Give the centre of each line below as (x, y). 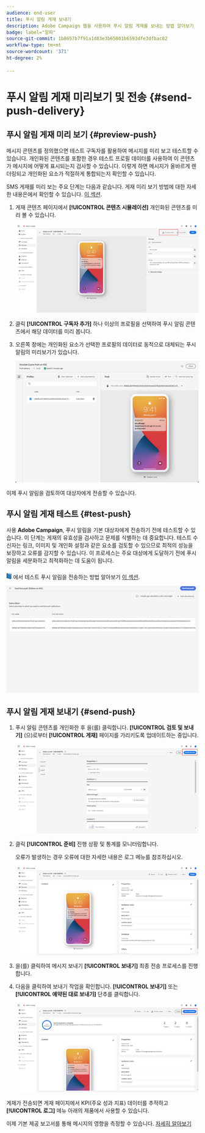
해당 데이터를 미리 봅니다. (62, 331)
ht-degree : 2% (24, 58)
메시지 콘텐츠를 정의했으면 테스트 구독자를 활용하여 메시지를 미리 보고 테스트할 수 (103, 150)
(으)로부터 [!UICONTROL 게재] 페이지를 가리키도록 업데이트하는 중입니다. (111, 735)
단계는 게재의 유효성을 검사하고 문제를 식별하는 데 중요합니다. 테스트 (111, 537)
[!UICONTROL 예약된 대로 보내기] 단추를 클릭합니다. (77, 994)
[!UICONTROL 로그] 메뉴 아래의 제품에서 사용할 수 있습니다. (78, 1111)
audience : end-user (31, 13)
